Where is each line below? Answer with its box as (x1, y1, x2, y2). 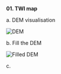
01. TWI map (6, 5, 37, 12)
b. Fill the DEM (6, 40, 42, 46)
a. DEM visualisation (6, 17, 56, 23)
